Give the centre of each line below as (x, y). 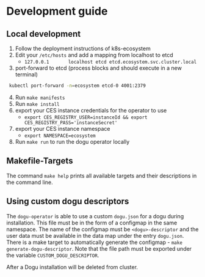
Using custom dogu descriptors (68, 201)
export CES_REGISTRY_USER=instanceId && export (86, 117)
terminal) (27, 74)
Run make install (37, 104)
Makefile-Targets (40, 161)
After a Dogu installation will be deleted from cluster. (72, 267)
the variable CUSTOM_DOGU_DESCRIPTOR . (53, 255)
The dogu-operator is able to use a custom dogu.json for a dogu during (95, 216)
